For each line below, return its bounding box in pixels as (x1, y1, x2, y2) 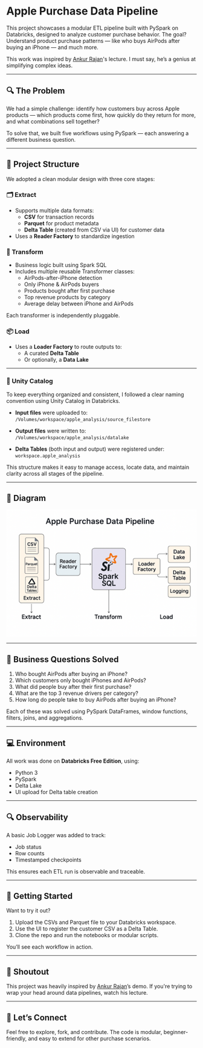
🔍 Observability (6, 812, 68, 823)
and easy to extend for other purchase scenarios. (28, 1035, 151, 1043)
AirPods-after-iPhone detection (24, 274, 103, 282)
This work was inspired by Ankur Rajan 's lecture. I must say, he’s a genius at (6, 55, 196, 62)
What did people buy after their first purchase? (14, 683, 132, 691)
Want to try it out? (6, 907, 51, 914)
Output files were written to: (14, 427, 86, 434)
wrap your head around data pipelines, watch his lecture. (6, 989, 148, 997)
